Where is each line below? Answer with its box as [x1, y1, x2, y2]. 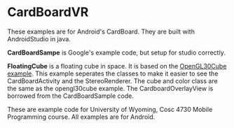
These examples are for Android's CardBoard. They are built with [7, 27, 195, 36]
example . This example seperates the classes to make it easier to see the [7, 69, 219, 78]
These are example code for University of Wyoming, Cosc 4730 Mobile [7, 105, 213, 113]
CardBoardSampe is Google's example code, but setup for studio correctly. [7, 48, 226, 57]
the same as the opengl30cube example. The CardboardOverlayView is [7, 84, 214, 92]
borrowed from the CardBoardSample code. [7, 92, 135, 100]
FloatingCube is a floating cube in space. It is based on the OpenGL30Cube [7, 62, 227, 70]
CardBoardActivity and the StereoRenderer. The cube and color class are [7, 76, 219, 85]
